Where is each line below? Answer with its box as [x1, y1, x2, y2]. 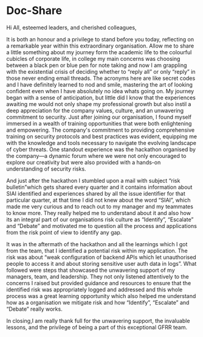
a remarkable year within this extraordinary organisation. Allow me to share [6, 42, 194, 49]
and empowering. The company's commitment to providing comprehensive [6, 126, 195, 133]
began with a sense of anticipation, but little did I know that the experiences [6, 94, 196, 101]
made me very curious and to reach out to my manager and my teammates [6, 202, 193, 210]
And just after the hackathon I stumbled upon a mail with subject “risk [6, 177, 181, 184]
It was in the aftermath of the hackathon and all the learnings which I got [6, 240, 188, 247]
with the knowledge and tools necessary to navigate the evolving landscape [6, 139, 196, 146]
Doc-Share [6, 4, 63, 18]
